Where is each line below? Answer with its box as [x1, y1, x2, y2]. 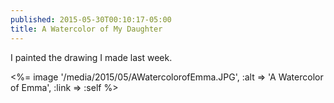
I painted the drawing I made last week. [10, 51, 173, 63]
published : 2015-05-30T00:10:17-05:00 [10, 14, 172, 25]
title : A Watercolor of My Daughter [10, 24, 163, 34]
